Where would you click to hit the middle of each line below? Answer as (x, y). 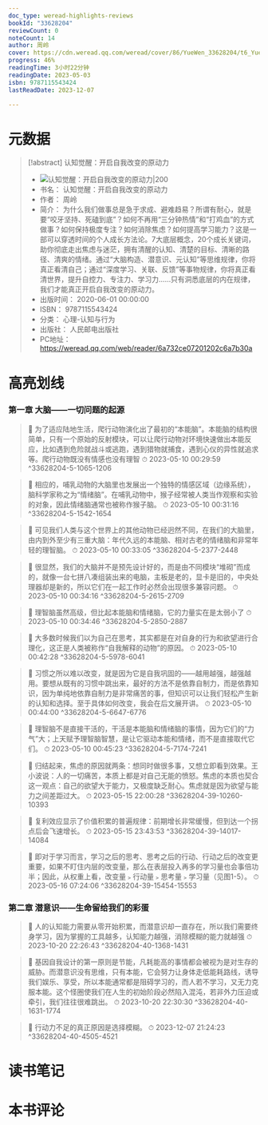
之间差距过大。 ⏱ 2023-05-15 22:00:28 (100, 795)
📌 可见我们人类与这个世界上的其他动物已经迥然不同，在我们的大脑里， (143, 530)
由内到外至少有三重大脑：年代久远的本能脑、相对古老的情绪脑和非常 (140, 539)
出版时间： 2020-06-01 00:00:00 (95, 300)
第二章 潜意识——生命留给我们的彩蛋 (79, 908)
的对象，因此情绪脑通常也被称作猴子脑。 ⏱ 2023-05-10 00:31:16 (133, 504)
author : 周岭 (29, 46)
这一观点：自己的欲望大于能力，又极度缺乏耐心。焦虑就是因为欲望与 (140, 785)
